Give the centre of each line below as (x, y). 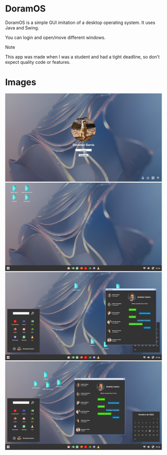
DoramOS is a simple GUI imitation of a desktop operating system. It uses (80, 22)
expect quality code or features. (38, 62)
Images (21, 82)
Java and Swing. (22, 27)
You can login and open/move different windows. (55, 37)
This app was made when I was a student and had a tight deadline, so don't (83, 57)
